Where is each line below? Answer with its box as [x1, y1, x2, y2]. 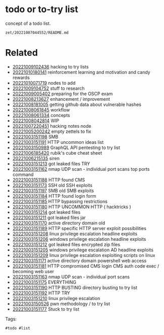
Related [5, 47, 38, 59]
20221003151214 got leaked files [12, 209, 81, 215]
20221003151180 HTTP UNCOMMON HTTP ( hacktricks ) [12, 204, 131, 210]
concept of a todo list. [5, 20, 51, 26]
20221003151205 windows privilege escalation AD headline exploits [12, 247, 154, 253]
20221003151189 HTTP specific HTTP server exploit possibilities [12, 225, 146, 231]
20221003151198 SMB [12, 133, 59, 140]
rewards [12, 75, 30, 81]
